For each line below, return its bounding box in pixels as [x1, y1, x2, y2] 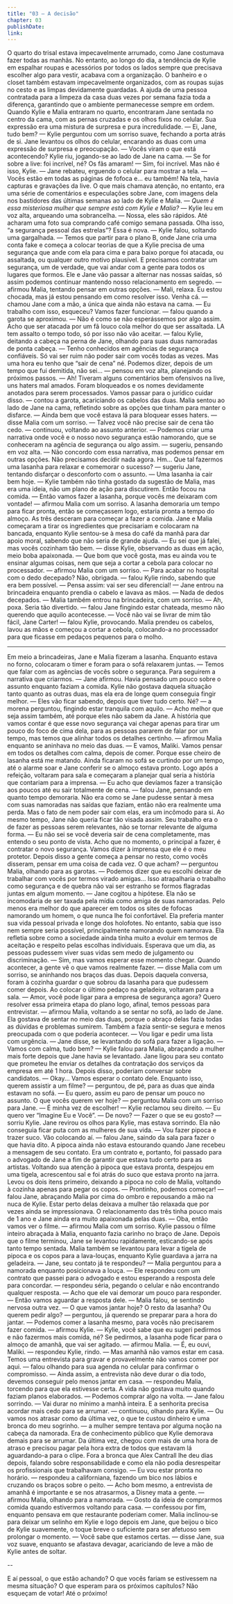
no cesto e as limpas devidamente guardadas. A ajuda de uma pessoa [7, 86, 207, 94]
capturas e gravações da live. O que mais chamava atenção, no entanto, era [7, 182, 225, 190]
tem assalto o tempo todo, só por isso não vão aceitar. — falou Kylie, [7, 330, 203, 338]
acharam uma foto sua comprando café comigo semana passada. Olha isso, [7, 219, 225, 227]
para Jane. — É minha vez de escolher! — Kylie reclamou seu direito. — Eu [7, 1104, 221, 1112]
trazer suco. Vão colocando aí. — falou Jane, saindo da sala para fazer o [7, 1134, 215, 1142]
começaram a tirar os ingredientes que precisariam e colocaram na [7, 522, 199, 530]
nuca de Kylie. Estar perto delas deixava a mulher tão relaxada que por [7, 1200, 209, 1208]
